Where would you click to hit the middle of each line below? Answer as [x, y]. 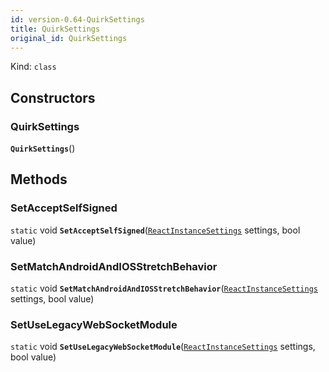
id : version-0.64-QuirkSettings [77, 19]
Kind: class [33, 67]
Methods [39, 179]
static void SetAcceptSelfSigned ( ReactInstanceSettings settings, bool [155, 230]
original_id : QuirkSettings [69, 38]
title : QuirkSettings [55, 29]
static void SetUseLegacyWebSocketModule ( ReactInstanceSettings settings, [163, 347]
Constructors [53, 97]
